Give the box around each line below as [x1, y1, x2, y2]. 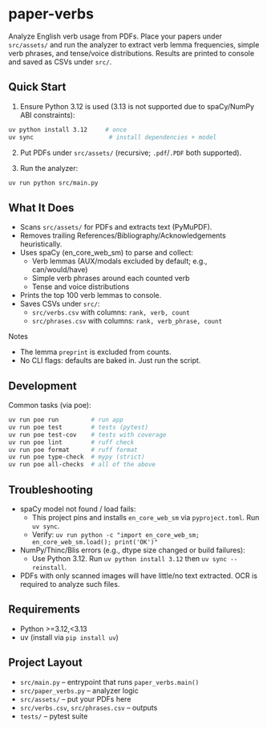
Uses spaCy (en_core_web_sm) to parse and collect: [19, 248, 194, 258]
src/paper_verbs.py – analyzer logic [19, 686, 139, 695]
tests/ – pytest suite [19, 711, 88, 721]
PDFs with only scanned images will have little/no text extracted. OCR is [19, 571, 258, 580]
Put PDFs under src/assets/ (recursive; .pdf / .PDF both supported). [19, 148, 242, 157]
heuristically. [19, 239, 63, 249]
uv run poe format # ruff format [8, 446, 138, 454]
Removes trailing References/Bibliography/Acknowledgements [19, 230, 226, 241]
